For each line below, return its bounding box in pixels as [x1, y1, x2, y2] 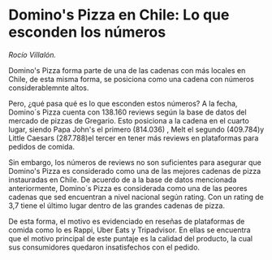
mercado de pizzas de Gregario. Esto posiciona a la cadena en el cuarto [8, 115, 249, 125]
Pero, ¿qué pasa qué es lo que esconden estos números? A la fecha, [8, 98, 238, 108]
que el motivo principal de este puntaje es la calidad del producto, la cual [8, 233, 253, 243]
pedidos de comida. [8, 141, 76, 151]
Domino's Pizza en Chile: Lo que [8, 6, 230, 24]
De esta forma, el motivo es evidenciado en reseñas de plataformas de [8, 216, 245, 226]
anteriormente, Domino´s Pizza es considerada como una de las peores [8, 183, 248, 193]
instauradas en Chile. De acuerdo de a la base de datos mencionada [8, 175, 237, 184]
